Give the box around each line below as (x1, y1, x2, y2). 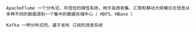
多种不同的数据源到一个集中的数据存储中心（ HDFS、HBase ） (6, 11, 136, 17)
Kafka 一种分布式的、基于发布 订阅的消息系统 (6, 22, 104, 28)
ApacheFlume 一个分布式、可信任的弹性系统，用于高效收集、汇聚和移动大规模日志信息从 (6, 5, 190, 11)
